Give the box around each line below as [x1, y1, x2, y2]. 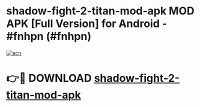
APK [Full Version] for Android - [6, 17, 168, 30]
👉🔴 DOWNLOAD [6, 72, 92, 85]
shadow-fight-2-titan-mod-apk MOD [6, 4, 195, 18]
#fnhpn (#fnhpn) [6, 30, 92, 43]
